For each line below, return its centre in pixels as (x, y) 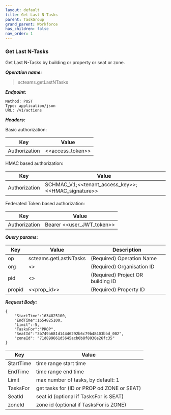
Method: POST (19, 102)
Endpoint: (16, 92)
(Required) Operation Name (124, 259)
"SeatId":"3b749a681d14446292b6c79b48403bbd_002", (69, 334)
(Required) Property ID (118, 290)
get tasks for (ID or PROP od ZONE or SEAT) (89, 389)
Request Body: (21, 302)
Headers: (15, 120)
